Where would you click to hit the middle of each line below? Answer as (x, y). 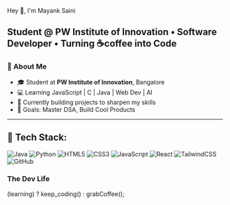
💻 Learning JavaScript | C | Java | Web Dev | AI (85, 92)
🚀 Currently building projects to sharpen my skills (86, 102)
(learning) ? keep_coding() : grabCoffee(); (66, 194)
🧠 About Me (27, 67)
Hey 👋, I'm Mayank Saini (41, 11)
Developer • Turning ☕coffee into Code (92, 44)
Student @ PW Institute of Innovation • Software (112, 32)
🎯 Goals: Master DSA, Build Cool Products (76, 109)
